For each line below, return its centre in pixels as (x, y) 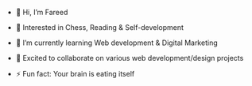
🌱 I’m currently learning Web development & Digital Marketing (116, 43)
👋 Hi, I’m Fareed (42, 12)
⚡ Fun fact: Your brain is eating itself (75, 74)
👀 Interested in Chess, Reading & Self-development (100, 27)
